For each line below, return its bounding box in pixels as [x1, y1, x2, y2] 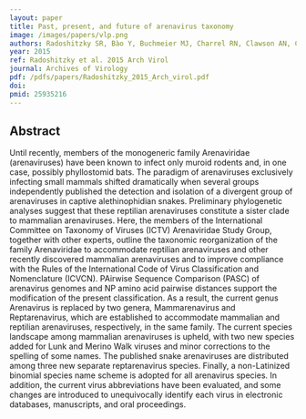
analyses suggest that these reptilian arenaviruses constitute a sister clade [9, 206, 290, 217]
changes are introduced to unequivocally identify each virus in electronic [9, 389, 283, 401]
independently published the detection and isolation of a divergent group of [9, 186, 293, 197]
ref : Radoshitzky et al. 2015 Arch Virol [9, 56, 169, 65]
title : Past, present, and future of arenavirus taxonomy [9, 22, 234, 31]
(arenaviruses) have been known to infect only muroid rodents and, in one [9, 157, 287, 169]
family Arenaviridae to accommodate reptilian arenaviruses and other [9, 244, 269, 255]
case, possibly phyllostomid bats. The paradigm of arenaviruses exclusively [9, 167, 293, 178]
